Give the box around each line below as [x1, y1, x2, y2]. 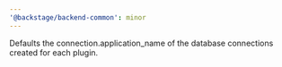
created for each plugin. [9, 46, 99, 58]
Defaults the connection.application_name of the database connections [9, 38, 274, 48]
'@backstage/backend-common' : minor [9, 13, 146, 22]
